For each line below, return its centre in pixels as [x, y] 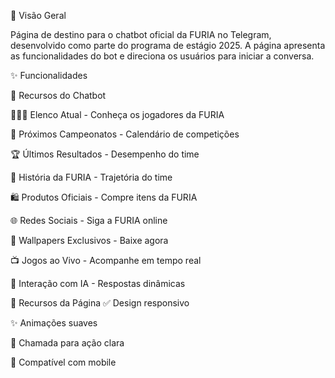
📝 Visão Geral [38, 15]
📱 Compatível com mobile [63, 362]
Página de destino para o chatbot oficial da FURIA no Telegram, [141, 34]
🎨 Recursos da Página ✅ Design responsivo [100, 303]
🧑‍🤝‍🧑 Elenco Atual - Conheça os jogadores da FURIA [117, 114]
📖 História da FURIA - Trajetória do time [91, 177]
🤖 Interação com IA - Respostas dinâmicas [98, 283]
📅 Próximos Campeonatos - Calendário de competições [125, 134]
